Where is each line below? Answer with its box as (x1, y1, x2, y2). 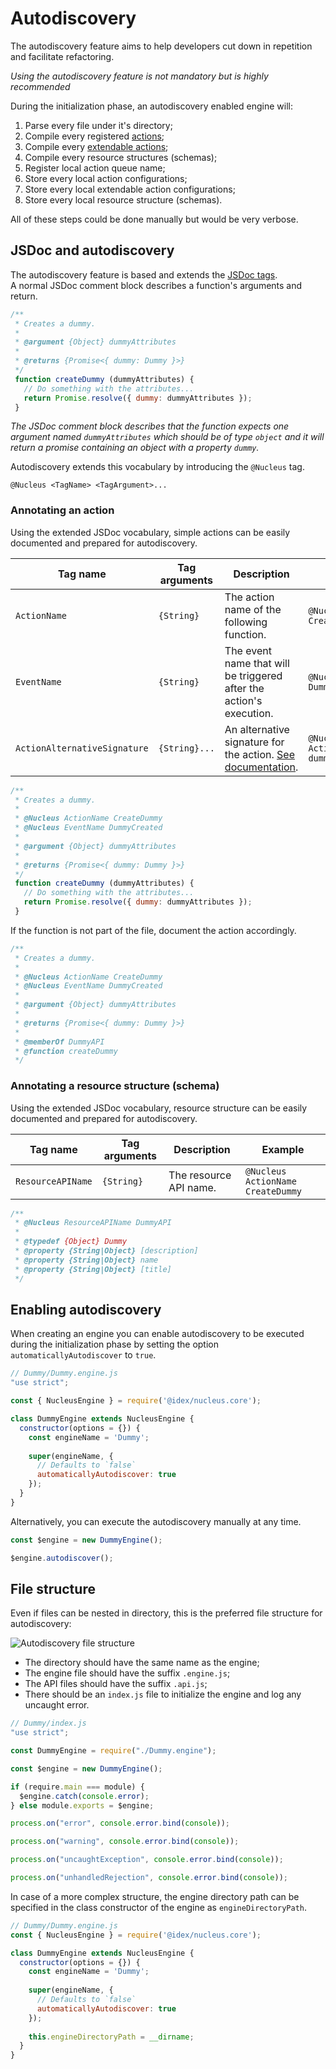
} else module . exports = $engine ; (10, 1800, 155, 1811)
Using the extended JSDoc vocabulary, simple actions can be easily (10, 526, 291, 538)
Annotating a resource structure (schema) (10, 1079, 220, 1093)
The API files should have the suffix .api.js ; (24, 1678, 208, 1690)
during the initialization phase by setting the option (10, 1338, 219, 1351)
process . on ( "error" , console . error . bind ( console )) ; (10, 1818, 230, 1829)
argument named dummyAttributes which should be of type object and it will (10, 431, 325, 443)
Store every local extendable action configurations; (24, 183, 236, 195)
